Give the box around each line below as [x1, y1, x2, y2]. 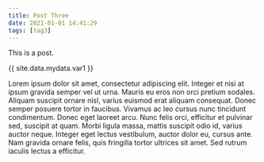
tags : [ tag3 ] [8, 26, 52, 34]
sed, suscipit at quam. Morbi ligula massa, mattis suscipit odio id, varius [8, 121, 243, 131]
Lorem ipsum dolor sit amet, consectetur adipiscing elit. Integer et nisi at [8, 79, 244, 88]
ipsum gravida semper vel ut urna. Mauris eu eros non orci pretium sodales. [8, 87, 255, 97]
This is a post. [8, 48, 54, 58]
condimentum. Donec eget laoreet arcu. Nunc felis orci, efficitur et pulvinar [8, 113, 253, 122]
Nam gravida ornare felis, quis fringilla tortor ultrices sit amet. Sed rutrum [8, 138, 247, 148]
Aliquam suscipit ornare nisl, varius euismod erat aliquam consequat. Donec [8, 96, 257, 106]
